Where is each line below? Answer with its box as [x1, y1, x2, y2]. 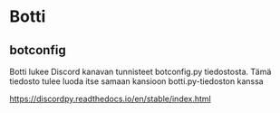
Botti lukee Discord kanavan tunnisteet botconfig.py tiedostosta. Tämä [9, 66, 272, 77]
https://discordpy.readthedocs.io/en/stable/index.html [9, 93, 211, 104]
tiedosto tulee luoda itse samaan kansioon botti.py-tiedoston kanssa [9, 76, 265, 87]
